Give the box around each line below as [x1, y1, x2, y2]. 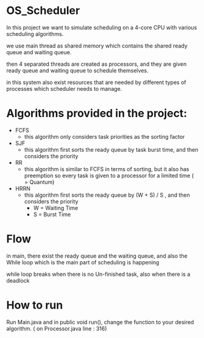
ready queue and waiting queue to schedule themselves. [6, 66, 149, 74]
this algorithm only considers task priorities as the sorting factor [24, 133, 185, 140]
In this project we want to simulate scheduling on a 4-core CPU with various [6, 24, 197, 31]
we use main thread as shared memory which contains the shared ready [6, 42, 188, 49]
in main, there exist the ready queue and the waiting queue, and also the [6, 252, 188, 259]
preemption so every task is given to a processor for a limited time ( [24, 172, 194, 179]
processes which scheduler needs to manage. [6, 85, 122, 92]
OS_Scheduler [6, 4, 80, 18]
